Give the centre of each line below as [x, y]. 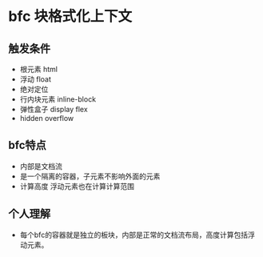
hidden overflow [47, 118]
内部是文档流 [41, 166]
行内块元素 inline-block [58, 99]
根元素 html [39, 69]
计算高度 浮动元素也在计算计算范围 [77, 186]
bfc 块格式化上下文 [70, 16]
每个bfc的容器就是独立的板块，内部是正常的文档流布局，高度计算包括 [134, 235]
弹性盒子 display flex [54, 109]
